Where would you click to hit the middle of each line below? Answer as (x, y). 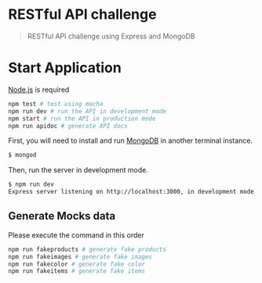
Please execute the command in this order (76, 235)
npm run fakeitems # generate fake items (77, 271)
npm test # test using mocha (56, 103)
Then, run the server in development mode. (78, 170)
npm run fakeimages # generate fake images (80, 256)
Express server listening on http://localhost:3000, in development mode (131, 192)
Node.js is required (39, 89)
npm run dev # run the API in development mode (87, 111)
